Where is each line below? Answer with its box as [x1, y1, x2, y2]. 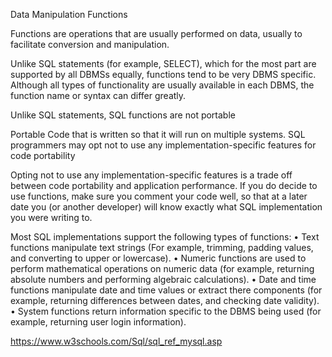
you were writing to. [10, 212, 93, 223]
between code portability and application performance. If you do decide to [10, 180, 318, 191]
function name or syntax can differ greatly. [10, 90, 187, 101]
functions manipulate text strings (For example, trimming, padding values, [10, 242, 314, 253]
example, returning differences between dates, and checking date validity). [10, 295, 320, 306]
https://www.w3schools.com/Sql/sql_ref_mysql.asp [10, 335, 223, 347]
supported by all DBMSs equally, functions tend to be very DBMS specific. [10, 69, 317, 80]
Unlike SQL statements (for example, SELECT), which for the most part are [10, 58, 317, 69]
